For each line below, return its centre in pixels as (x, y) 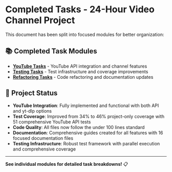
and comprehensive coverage (44, 149)
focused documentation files (43, 138)
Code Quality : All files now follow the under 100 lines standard (79, 127)
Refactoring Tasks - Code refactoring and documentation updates (83, 77)
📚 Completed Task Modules (51, 51)
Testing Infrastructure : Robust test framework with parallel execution (86, 143)
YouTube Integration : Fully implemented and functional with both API (86, 105)
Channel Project (40, 20)
